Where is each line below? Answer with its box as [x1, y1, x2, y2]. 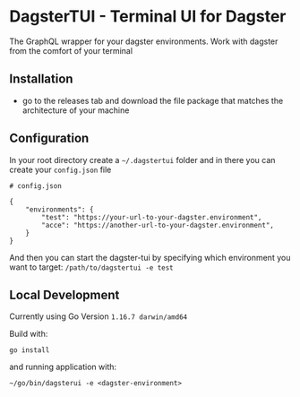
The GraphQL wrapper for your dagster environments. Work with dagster [9, 36, 279, 47]
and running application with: [9, 361, 117, 373]
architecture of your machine [21, 105, 130, 116]
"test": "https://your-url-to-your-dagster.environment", [41, 212, 262, 221]
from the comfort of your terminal [9, 45, 133, 56]
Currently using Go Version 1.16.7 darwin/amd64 [9, 311, 188, 322]
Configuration [9, 131, 90, 146]
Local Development [9, 287, 120, 302]
